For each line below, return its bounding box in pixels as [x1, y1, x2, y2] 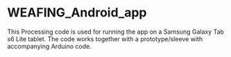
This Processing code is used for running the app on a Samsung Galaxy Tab [7, 27, 224, 36]
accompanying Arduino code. [7, 42, 92, 50]
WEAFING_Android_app [7, 5, 147, 21]
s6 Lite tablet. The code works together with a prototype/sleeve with [7, 34, 203, 43]
